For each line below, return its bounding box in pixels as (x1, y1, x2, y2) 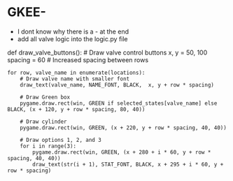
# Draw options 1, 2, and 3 (20, 136, 101, 143)
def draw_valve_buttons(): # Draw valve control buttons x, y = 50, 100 (7, 48, 208, 57)
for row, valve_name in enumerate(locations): (7, 69, 146, 76)
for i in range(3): (20, 143, 77, 150)
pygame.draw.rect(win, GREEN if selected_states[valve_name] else (20, 99, 218, 107)
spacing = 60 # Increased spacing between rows (7, 55, 149, 64)
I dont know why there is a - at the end (17, 27, 129, 36)
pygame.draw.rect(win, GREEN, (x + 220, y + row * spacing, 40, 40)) (20, 124, 227, 131)
